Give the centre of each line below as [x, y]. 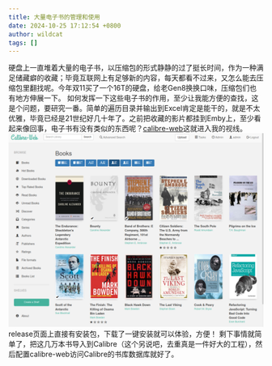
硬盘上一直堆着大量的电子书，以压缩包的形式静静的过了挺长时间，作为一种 [132, 68]
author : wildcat [36, 34]
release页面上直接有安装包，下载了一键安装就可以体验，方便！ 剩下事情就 [132, 334]
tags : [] [23, 43]
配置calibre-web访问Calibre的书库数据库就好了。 [97, 354]
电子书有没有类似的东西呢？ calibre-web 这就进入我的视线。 [149, 129]
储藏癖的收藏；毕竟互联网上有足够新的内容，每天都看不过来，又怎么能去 [136, 78]
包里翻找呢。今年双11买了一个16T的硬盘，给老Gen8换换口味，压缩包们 [132, 88]
